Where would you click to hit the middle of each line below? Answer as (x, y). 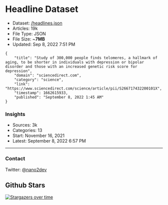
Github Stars (25, 185)
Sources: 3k (25, 125)
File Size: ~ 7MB (28, 39)
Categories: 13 (27, 130)
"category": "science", (39, 79)
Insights (15, 114)
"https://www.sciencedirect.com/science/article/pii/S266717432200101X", (84, 88)
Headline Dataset (42, 9)
